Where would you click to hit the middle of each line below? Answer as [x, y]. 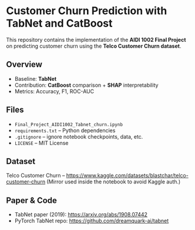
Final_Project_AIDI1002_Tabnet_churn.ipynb [69, 124]
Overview [24, 65]
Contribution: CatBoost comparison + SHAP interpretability [86, 85]
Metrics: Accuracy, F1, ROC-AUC [54, 91]
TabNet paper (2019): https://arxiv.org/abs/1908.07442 [81, 215]
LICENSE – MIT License [41, 143]
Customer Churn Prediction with [87, 11]
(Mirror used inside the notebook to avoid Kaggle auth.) [114, 182]
